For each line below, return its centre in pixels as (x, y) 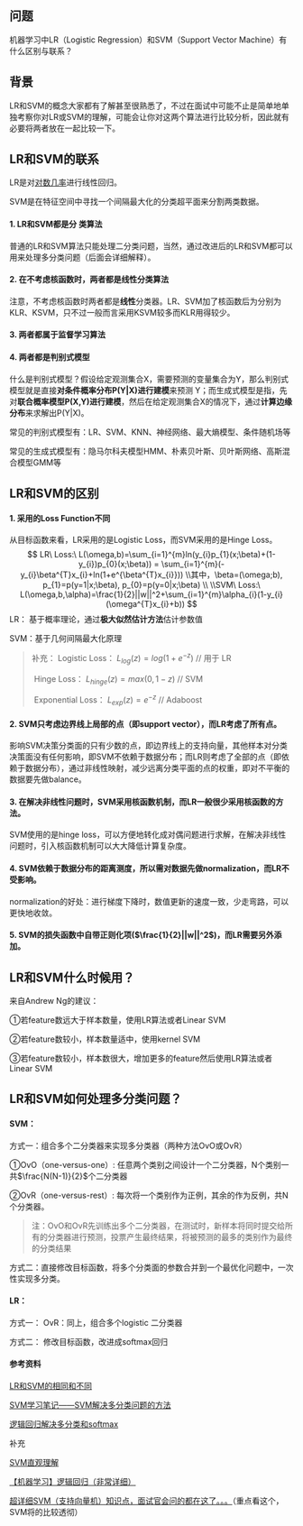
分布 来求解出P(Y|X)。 (49, 412)
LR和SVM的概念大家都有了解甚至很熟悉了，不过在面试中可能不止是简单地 (146, 106)
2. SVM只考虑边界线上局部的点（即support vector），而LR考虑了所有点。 (146, 723)
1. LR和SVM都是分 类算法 (56, 225)
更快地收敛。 (33, 913)
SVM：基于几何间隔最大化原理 (66, 639)
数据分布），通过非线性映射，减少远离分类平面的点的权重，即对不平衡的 (157, 768)
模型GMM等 (39, 462)
